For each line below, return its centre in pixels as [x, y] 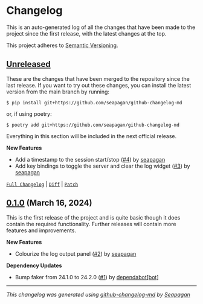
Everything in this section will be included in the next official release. [92, 136]
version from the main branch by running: [58, 92]
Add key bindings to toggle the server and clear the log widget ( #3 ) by [102, 166]
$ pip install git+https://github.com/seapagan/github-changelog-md [94, 103]
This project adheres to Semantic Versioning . [62, 45]
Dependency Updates [34, 265]
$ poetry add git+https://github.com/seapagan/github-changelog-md [93, 125]
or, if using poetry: [29, 114]
